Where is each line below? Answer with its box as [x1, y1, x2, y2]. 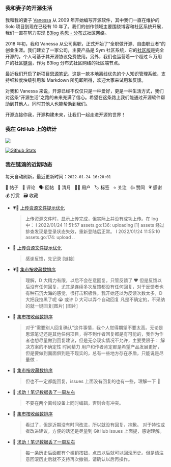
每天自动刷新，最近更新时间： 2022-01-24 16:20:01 [5, 173, 111, 179]
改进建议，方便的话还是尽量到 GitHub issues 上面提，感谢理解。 [30, 428, 164, 434]
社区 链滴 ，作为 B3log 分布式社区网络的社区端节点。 [14, 60, 123, 66]
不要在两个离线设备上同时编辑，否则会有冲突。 [25, 400, 124, 406]
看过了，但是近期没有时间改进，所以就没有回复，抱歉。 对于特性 [25, 422, 161, 428]
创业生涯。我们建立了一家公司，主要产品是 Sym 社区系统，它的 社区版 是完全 [5, 47, 164, 53]
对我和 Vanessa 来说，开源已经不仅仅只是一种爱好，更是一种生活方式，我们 [5, 88, 164, 94]
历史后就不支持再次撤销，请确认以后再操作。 [39, 456, 133, 462]
